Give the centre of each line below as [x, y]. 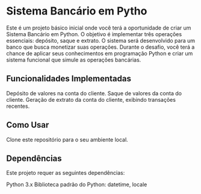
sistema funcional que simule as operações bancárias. [74, 60]
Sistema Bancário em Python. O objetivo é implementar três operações [94, 34]
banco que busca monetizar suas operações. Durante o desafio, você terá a [100, 47]
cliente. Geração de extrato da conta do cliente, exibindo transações [91, 99]
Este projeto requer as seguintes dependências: [66, 173]
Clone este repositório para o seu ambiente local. [67, 139]
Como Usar [28, 125]
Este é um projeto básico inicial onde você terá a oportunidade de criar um [99, 28]
